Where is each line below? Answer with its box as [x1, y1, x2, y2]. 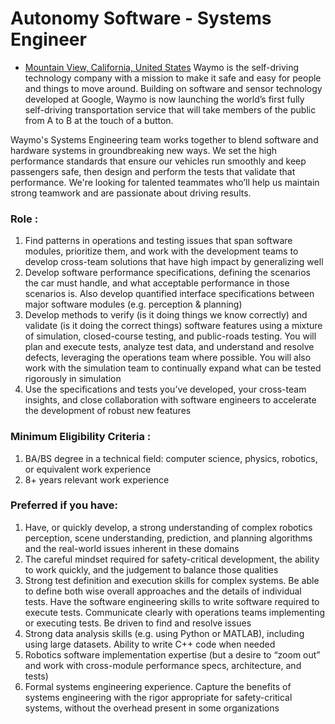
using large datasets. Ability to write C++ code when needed [24, 638, 276, 650]
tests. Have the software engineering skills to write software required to [24, 595, 320, 607]
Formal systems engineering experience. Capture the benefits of [24, 680, 292, 692]
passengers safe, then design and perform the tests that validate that [10, 165, 296, 177]
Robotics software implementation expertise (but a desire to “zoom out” [24, 648, 321, 661]
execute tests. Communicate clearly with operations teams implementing [24, 606, 326, 618]
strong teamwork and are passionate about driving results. [10, 187, 252, 199]
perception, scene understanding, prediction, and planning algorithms [24, 532, 313, 544]
